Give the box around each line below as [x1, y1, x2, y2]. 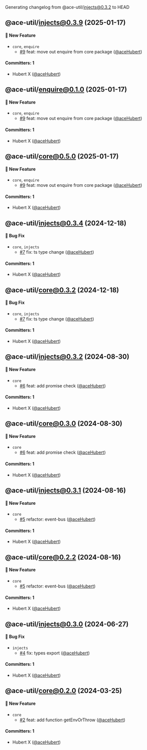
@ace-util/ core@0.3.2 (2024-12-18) [5, 286, 119, 294]
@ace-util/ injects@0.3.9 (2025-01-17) [5, 18, 126, 27]
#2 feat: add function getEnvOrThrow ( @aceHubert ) [19, 717, 126, 723]
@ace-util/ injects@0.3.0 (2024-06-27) [5, 620, 129, 628]
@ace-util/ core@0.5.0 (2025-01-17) [5, 152, 119, 161]
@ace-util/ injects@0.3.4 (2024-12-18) [5, 219, 127, 227]
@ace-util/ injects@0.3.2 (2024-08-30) [5, 353, 130, 361]
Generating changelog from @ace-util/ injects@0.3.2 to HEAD [5, 4, 130, 10]
